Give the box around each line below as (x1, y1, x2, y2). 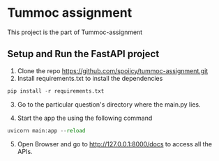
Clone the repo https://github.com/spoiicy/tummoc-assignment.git (17, 66, 209, 75)
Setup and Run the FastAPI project (7, 48, 160, 60)
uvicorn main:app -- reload (7, 127, 86, 134)
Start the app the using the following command (17, 114, 153, 122)
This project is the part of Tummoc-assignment (7, 28, 143, 36)
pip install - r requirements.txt (7, 87, 105, 95)
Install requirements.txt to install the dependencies (17, 74, 163, 82)
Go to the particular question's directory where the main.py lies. (17, 100, 201, 109)
